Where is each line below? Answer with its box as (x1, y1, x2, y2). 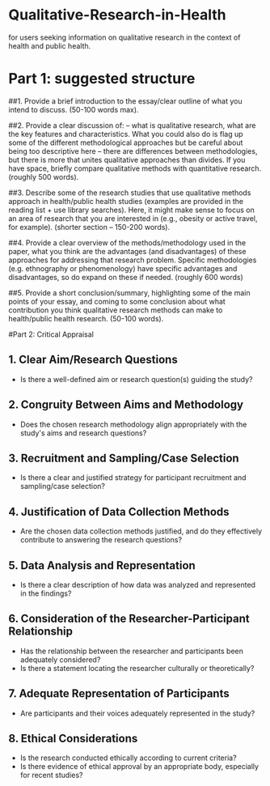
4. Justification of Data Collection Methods (8, 504, 230, 519)
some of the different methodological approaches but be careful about (8, 138, 243, 147)
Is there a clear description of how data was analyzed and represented (19, 580, 256, 589)
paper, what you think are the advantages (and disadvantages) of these (8, 246, 247, 256)
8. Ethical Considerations (8, 731, 138, 746)
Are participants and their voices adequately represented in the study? (19, 708, 255, 718)
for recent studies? (19, 771, 83, 780)
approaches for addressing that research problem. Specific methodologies (8, 255, 257, 265)
